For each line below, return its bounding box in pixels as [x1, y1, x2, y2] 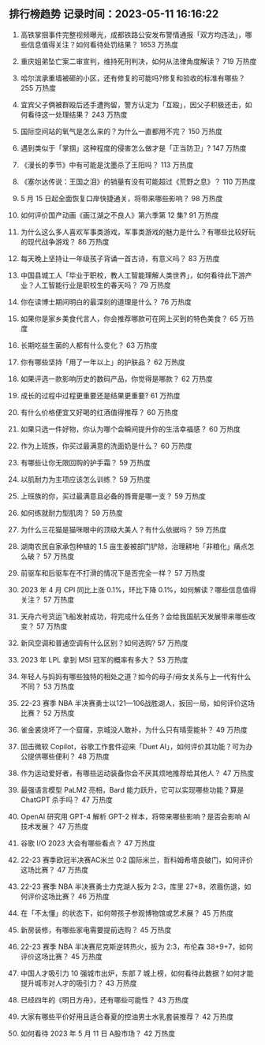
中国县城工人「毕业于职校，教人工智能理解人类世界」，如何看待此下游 [20, 271, 245, 280]
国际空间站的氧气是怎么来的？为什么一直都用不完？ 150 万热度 [20, 126, 223, 136]
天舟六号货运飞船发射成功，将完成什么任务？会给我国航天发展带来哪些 [20, 611, 249, 621]
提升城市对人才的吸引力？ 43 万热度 [20, 978, 137, 987]
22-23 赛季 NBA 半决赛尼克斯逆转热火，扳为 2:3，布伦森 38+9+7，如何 [20, 942, 253, 951]
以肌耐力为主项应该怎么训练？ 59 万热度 [20, 474, 151, 483]
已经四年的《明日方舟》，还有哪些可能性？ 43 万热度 [20, 995, 189, 1004]
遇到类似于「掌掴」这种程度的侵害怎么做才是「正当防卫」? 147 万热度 [20, 143, 247, 152]
